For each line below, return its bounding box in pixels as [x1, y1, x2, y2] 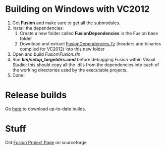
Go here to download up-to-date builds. [5, 106, 87, 112]
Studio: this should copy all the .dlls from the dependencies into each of [12, 62, 160, 68]
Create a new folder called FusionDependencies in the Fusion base [19, 30, 158, 36]
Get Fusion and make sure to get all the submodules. [12, 20, 120, 26]
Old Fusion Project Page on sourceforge [5, 139, 87, 145]
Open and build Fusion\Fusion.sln [12, 51, 81, 57]
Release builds [5, 90, 67, 101]
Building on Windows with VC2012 [5, 3, 150, 15]
